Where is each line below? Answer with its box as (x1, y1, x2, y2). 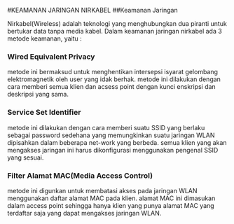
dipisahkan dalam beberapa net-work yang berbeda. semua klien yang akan (7, 138, 227, 146)
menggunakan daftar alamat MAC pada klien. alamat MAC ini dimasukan (7, 194, 216, 202)
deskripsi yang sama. (7, 90, 69, 99)
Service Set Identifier (7, 108, 81, 118)
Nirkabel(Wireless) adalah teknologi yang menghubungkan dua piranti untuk (7, 20, 228, 27)
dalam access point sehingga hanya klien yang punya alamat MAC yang (7, 201, 215, 209)
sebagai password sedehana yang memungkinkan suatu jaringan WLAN (7, 131, 215, 139)
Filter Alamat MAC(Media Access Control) (7, 171, 153, 181)
